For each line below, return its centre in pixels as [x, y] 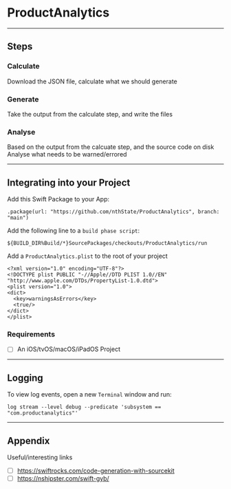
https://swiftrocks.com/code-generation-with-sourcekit [96, 471]
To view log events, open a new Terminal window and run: [89, 395]
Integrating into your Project [69, 182]
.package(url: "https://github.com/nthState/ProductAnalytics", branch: [113, 212]
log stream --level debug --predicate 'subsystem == [84, 407]
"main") [18, 218]
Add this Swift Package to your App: [58, 199]
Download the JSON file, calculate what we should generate [92, 81]
